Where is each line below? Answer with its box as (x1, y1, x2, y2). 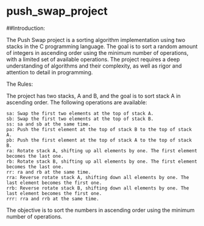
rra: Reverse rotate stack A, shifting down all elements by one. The (6, 174, 189, 180)
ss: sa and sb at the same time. (6, 121, 91, 127)
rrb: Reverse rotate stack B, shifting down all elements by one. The (6, 185, 189, 191)
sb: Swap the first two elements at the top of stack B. (6, 116, 154, 122)
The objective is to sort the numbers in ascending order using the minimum (6, 206, 195, 214)
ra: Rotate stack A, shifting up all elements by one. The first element (6, 147, 198, 154)
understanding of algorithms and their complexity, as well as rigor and (6, 62, 182, 69)
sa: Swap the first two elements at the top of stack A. (6, 110, 154, 116)
